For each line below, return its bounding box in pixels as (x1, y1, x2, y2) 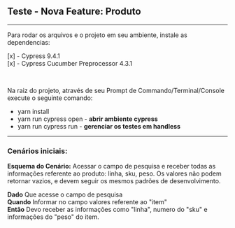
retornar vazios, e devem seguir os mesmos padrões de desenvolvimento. (7, 177, 221, 185)
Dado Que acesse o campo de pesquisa (7, 190, 123, 199)
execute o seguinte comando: (7, 94, 93, 102)
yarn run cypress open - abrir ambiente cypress (17, 115, 159, 123)
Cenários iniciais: (7, 146, 68, 156)
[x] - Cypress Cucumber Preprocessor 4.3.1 (7, 59, 133, 67)
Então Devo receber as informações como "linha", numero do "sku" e (7, 206, 208, 214)
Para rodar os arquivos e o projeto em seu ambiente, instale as (7, 31, 187, 39)
